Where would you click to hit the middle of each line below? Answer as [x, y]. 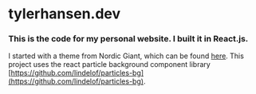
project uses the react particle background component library [110, 65]
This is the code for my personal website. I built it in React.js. [128, 39]
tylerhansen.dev [65, 14]
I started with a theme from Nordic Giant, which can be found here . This [126, 56]
